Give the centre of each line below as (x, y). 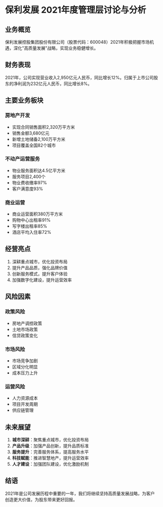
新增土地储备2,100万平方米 (39, 139)
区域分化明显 (25, 367)
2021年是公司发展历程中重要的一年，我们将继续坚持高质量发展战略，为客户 (80, 493)
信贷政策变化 (25, 335)
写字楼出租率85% (30, 226)
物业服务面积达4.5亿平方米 (39, 170)
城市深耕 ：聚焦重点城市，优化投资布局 (50, 440)
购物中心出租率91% (31, 220)
